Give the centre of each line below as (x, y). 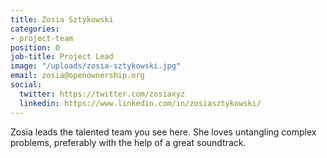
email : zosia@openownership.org (77, 76)
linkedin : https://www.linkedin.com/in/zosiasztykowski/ (140, 103)
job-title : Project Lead (62, 57)
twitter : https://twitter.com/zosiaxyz (102, 94)
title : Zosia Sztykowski (62, 19)
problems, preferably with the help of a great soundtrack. (128, 142)
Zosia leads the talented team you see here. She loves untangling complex (163, 132)
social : (26, 85)
